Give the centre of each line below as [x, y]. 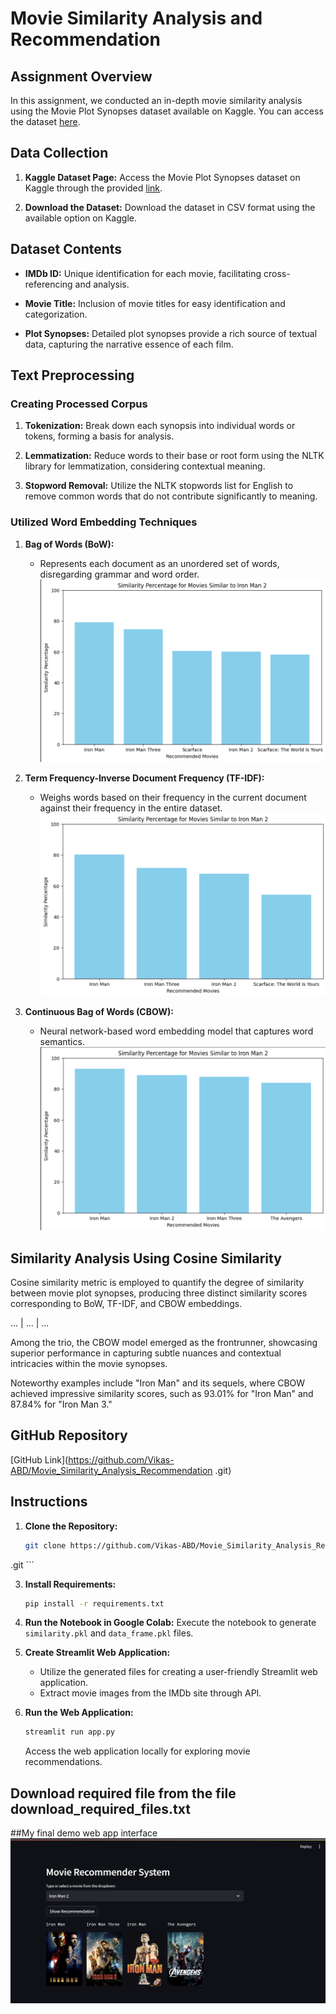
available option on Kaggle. [80, 218]
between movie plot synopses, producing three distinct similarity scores [159, 1293]
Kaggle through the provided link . [93, 188]
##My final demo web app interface [84, 1833]
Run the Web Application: [79, 1713]
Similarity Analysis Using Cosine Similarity [146, 1258]
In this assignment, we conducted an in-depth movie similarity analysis [156, 100]
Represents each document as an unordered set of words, [159, 563]
